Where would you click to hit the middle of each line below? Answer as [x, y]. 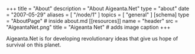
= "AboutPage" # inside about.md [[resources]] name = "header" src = [92, 21]
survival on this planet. [34, 45]
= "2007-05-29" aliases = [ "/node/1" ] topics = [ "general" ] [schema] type [98, 15]
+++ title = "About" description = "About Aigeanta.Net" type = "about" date [98, 9]
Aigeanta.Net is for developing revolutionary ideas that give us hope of [92, 38]
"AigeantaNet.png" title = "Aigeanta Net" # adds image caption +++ [88, 27]
